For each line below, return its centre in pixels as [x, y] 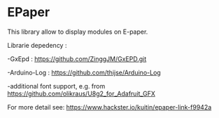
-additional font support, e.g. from [56, 86]
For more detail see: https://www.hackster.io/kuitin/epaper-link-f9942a [109, 107]
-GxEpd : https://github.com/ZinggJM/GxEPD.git [77, 59]
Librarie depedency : [37, 45]
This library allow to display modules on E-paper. [78, 32]
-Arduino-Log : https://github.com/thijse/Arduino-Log [84, 72]
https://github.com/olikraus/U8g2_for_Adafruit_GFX [81, 93]
